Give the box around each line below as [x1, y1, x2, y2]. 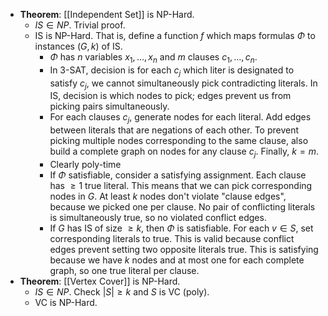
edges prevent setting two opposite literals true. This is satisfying [49, 243, 319, 255]
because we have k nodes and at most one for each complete [49, 254, 305, 266]
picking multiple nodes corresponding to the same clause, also [49, 135, 309, 147]
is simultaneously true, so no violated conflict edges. [49, 211, 267, 223]
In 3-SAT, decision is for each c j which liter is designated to [49, 64, 295, 78]
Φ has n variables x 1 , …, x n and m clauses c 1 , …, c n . [49, 51, 258, 65]
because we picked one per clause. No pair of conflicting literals [49, 200, 316, 213]
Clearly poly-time [49, 158, 122, 170]
